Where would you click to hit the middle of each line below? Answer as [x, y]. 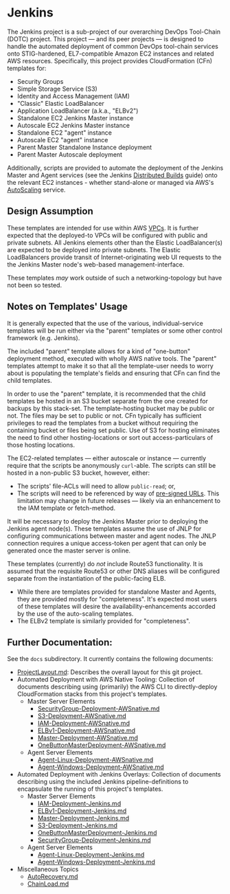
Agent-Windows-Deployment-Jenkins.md [96, 862]
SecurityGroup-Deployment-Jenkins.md [94, 840]
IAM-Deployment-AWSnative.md [84, 724]
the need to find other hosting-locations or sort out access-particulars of [110, 437]
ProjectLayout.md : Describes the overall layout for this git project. [110, 672]
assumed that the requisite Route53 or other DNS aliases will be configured [114, 571]
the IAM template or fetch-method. [66, 508]
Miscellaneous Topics [48, 869]
